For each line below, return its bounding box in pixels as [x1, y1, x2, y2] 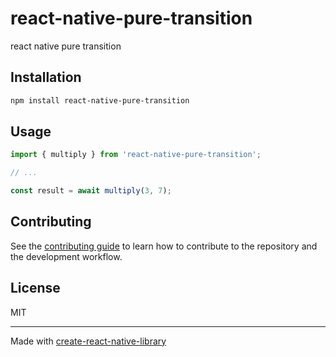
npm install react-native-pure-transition [10, 95, 190, 106]
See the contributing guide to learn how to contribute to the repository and [10, 240, 318, 252]
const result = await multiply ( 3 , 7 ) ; [10, 186, 172, 196]
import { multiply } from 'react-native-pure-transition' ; [10, 150, 262, 160]
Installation [10, 69, 82, 86]
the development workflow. [10, 250, 123, 262]
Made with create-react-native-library [10, 335, 167, 347]
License [10, 280, 61, 297]
